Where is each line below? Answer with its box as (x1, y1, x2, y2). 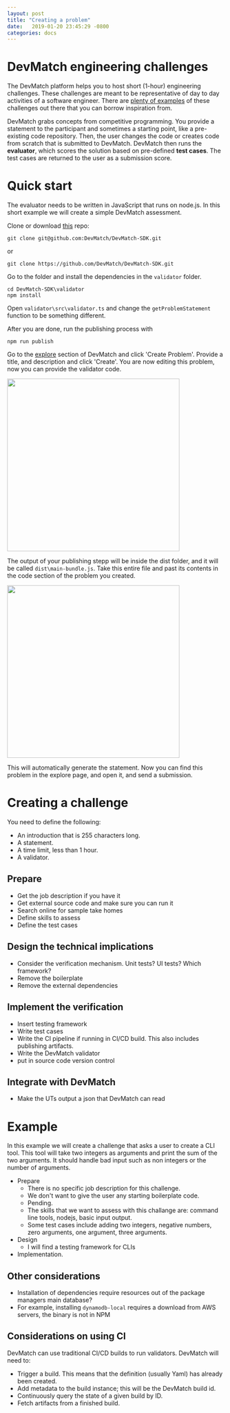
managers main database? (17, 1296, 93, 1305)
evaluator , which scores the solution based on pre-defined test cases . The (7, 146, 222, 155)
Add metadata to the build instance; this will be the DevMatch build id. (17, 1384, 216, 1392)
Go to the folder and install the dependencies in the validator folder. (7, 273, 202, 281)
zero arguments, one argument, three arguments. (27, 1228, 167, 1236)
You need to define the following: (7, 818, 101, 826)
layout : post (7, 10, 45, 17)
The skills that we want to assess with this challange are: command (27, 1206, 219, 1215)
